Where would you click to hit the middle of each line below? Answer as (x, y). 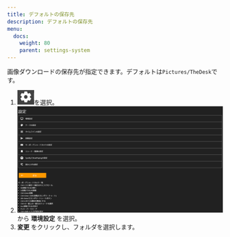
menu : (15, 29)
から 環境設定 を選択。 (49, 218)
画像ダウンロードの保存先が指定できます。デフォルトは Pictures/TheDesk (110, 71)
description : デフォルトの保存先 (50, 22)
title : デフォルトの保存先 (41, 14)
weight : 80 (35, 43)
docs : (21, 36)
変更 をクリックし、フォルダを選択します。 (78, 227)
